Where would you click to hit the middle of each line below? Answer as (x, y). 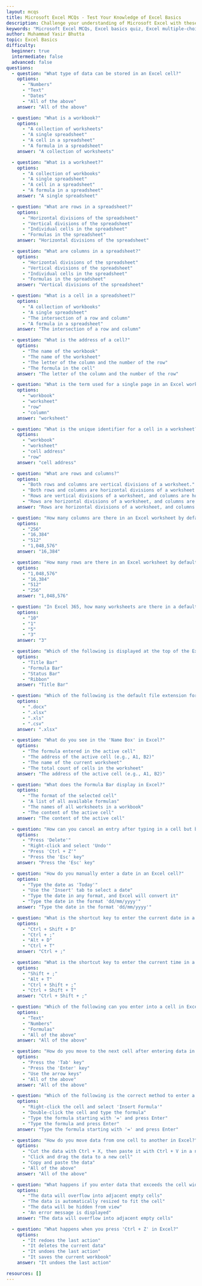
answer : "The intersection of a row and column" (79, 329)
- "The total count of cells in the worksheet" (83, 768)
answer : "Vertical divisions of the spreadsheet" (81, 285)
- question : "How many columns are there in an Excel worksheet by (98, 518)
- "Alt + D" (37, 940)
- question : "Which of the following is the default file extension (99, 696)
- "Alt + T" (37, 979)
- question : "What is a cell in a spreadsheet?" (74, 296)
